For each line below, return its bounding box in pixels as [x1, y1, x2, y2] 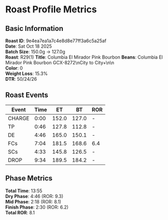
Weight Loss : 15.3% [5, 70, 48, 77]
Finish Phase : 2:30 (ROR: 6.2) [5, 204, 69, 210]
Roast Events [5, 91, 49, 100]
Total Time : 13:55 [5, 188, 43, 194]
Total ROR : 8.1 [5, 209, 35, 215]
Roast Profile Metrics [5, 4, 97, 15]
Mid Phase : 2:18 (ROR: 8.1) [5, 198, 62, 205]
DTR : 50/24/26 [5, 76, 37, 82]
